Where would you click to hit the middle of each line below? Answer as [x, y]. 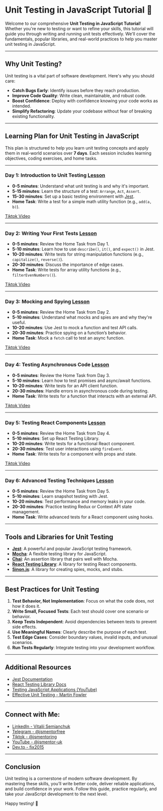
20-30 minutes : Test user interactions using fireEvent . [67, 449]
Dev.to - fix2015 [28, 747]
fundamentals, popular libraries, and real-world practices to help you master [81, 39]
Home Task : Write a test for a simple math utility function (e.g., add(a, [82, 201]
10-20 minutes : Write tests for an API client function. [65, 386]
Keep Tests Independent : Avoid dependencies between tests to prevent [84, 622]
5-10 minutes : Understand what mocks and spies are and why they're [82, 317]
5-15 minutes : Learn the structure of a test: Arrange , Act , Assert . [76, 191]
